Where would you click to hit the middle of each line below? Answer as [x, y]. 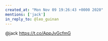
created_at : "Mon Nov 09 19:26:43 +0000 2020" [54, 10]
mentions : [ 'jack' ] [25, 14]
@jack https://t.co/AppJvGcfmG [38, 33]
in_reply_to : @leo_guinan [32, 19]
